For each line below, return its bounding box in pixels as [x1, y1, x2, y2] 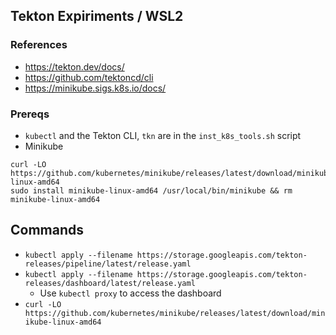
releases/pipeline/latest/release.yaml [24, 259, 192, 269]
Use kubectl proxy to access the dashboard [39, 287, 222, 299]
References [10, 38, 68, 52]
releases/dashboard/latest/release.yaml [24, 278, 196, 288]
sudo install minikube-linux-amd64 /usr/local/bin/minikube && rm [10, 185, 293, 196]
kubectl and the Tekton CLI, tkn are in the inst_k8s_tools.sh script [24, 129, 302, 141]
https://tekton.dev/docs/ [24, 60, 125, 73]
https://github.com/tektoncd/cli [24, 71, 154, 83]
